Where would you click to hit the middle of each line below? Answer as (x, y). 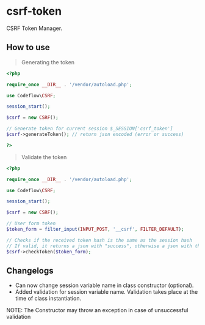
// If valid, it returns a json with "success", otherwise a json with (99, 246)
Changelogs (30, 271)
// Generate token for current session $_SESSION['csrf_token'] (90, 129)
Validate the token (44, 157)
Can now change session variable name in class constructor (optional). (104, 285)
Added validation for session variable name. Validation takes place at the (106, 292)
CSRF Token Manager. (34, 28)
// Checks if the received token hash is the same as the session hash (99, 240)
